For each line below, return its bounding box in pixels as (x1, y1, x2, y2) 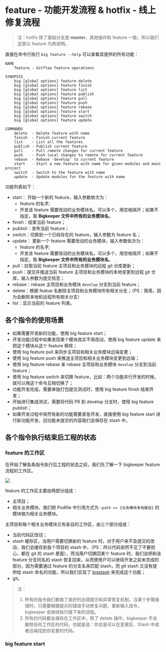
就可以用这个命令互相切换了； (12, 380, 73, 386)
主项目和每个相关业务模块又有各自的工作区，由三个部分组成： (5, 521, 131, 528)
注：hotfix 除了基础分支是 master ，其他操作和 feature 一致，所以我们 (17, 34, 159, 40)
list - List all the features (14, 139, 83, 144)
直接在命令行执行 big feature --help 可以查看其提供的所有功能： (5, 51, 139, 57)
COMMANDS (5, 126, 23, 131)
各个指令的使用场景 (5, 316, 64, 325)
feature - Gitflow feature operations (14, 65, 94, 70)
